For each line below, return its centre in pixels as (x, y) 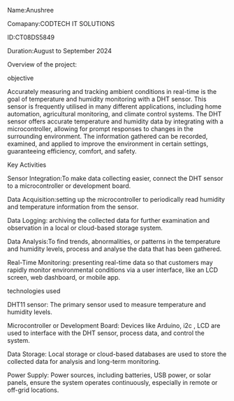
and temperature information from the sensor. (73, 207)
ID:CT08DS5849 (31, 37)
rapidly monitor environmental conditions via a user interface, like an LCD (113, 270)
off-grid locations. (33, 390)
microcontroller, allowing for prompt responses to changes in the (100, 129)
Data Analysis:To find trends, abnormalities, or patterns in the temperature (114, 242)
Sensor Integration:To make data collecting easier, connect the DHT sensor (115, 178)
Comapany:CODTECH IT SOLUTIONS (61, 23)
